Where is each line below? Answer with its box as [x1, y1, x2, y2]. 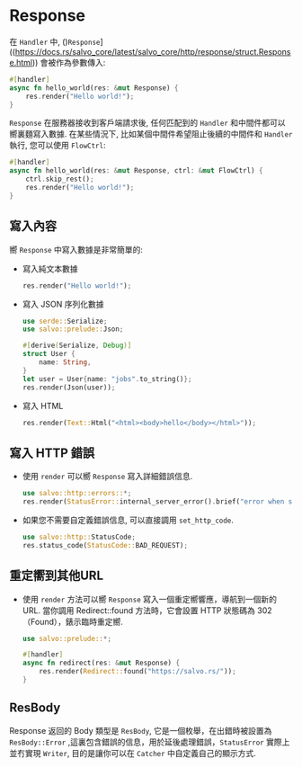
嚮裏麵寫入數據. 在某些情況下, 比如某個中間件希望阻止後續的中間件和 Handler [9, 129, 294, 139]
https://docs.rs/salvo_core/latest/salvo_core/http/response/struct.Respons [14, 46, 291, 57]
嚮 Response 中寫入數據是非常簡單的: [9, 244, 144, 254]
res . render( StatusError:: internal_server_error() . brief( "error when [22, 497, 285, 506]
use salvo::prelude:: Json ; [22, 325, 124, 334]
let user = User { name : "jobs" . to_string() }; [22, 374, 192, 383]
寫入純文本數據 [22, 263, 78, 274]
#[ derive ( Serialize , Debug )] [22, 341, 132, 351]
